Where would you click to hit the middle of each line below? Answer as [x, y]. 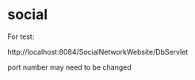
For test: [21, 36]
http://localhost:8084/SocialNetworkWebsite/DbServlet [98, 51]
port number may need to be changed [69, 67]
